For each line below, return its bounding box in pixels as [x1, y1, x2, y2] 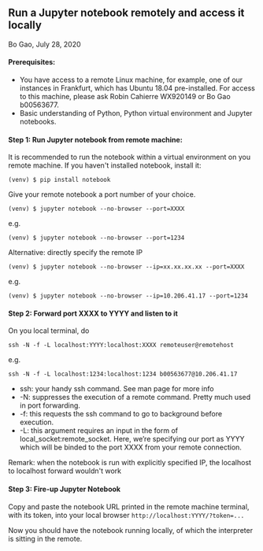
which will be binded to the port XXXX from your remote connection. [19, 442, 243, 452]
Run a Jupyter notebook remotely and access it [8, 6, 245, 20]
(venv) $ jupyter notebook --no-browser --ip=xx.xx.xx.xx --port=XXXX [8, 263, 245, 271]
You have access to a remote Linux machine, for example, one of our [19, 75, 243, 85]
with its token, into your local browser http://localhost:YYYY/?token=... [8, 510, 245, 520]
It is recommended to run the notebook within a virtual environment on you [8, 153, 250, 162]
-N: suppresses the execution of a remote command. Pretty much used [19, 393, 251, 402]
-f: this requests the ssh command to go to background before [19, 409, 223, 419]
